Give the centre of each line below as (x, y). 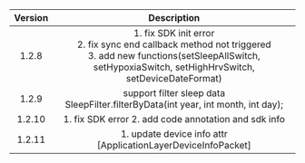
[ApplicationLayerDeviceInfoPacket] (174, 145)
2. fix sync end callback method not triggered (174, 44)
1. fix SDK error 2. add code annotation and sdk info (174, 119)
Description (174, 18)
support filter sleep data (174, 93)
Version (31, 18)
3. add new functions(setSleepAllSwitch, (174, 56)
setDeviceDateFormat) (174, 78)
